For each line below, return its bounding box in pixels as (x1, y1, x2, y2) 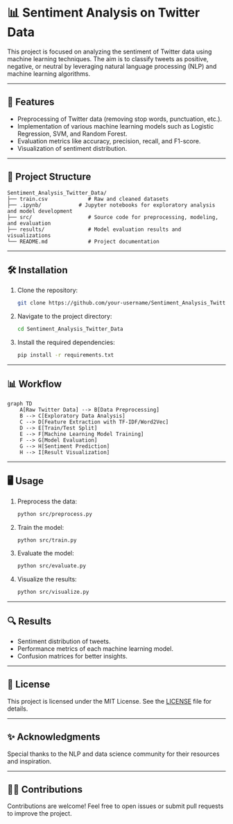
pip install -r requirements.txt (17, 352, 114, 359)
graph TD (7, 400, 33, 407)
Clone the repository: (17, 286, 78, 295)
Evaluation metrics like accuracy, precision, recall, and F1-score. (17, 136, 201, 145)
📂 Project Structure (7, 171, 92, 183)
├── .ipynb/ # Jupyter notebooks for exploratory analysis (7, 202, 216, 209)
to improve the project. (7, 809, 72, 818)
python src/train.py (17, 536, 77, 544)
